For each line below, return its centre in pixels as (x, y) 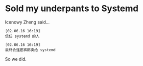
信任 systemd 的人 (22, 36)
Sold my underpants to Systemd (72, 9)
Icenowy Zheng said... (27, 22)
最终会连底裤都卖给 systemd (30, 50)
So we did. (16, 59)
